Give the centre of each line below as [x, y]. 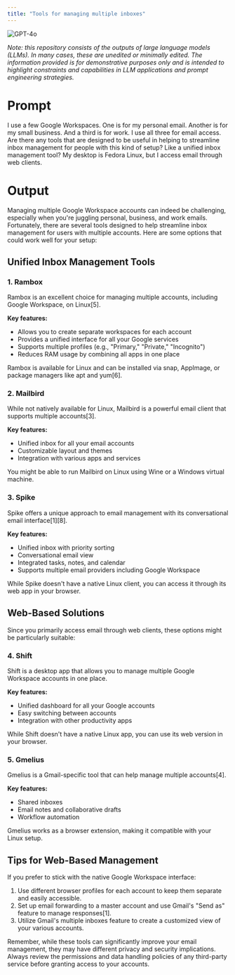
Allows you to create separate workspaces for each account [105, 332]
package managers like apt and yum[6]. [65, 376]
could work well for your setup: [52, 240]
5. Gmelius [26, 760]
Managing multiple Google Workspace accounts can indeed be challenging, [117, 210]
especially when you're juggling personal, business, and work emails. [108, 218]
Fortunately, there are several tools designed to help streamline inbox [107, 225]
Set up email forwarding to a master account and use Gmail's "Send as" [121, 906]
